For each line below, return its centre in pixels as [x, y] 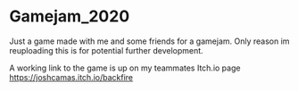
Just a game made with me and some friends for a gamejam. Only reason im [149, 41]
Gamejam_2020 [70, 17]
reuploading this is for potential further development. [106, 50]
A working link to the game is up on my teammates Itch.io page [125, 68]
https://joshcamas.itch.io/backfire [71, 77]
